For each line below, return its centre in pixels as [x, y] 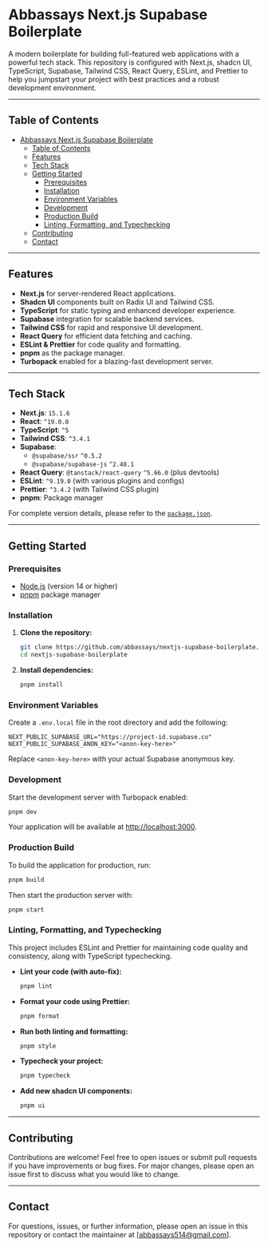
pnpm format [39, 1016]
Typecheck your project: [61, 1061]
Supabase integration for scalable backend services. [107, 319]
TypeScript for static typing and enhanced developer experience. [128, 310]
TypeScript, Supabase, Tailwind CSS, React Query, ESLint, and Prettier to [128, 70]
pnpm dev [23, 812]
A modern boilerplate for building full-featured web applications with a [124, 54]
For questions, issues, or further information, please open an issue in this [128, 1226]
